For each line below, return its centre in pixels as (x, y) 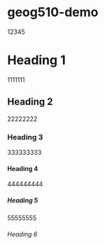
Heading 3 (25, 137)
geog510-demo (53, 12)
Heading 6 (22, 234)
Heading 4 (23, 168)
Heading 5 (23, 200)
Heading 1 (37, 60)
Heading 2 (30, 102)
